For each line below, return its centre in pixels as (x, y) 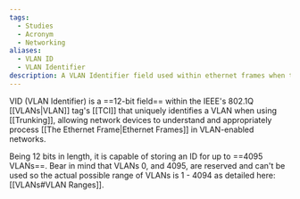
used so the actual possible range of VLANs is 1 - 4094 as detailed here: (142, 175)
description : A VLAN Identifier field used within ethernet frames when (147, 76)
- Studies (35, 26)
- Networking (42, 42)
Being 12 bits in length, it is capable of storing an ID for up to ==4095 (136, 156)
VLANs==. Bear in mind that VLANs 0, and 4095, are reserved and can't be (147, 165)
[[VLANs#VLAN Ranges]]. (57, 185)
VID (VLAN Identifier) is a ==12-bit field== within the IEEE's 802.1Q (132, 101)
